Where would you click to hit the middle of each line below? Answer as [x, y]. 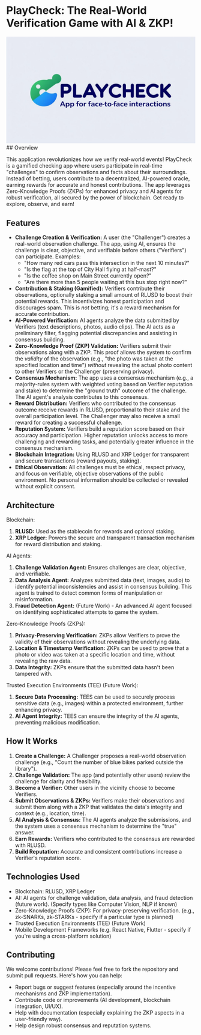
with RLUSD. [30, 845]
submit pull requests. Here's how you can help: [64, 976]
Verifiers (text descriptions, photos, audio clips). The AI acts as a [95, 327]
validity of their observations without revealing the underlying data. [98, 642]
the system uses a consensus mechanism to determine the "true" [96, 826]
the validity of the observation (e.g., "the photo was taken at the [94, 359]
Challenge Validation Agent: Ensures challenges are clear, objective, [100, 568]
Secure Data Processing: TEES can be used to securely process [95, 697]
